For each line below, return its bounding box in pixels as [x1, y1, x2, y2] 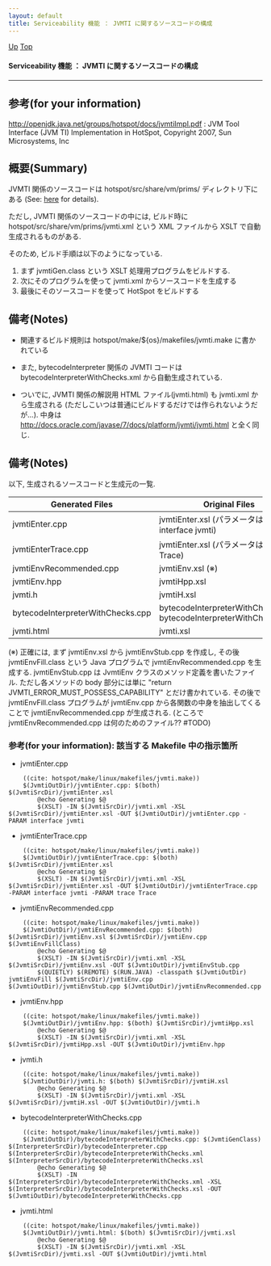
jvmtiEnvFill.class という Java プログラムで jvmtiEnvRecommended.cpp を [8, 657, 255, 667]
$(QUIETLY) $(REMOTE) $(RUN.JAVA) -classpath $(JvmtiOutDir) [37, 969, 248, 977]
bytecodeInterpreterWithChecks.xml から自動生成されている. [19, 372, 223, 382]
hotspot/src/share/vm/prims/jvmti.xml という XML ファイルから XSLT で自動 [8, 221, 261, 231]
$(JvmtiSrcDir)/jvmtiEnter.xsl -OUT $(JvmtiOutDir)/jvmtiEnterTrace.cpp [8, 882, 258, 890]
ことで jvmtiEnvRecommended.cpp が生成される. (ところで [8, 708, 204, 717]
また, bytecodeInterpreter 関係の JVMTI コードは [19, 363, 183, 372]
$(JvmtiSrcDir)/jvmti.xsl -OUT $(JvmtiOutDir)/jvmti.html [8, 1250, 207, 1259]
